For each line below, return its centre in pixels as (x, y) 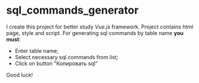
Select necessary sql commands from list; (66, 57)
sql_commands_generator (73, 10)
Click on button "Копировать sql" (56, 63)
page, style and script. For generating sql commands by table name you (95, 33)
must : (13, 39)
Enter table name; (36, 50)
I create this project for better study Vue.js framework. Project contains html (100, 27)
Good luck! (20, 75)
